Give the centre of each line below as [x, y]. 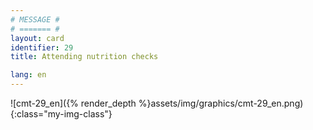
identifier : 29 [42, 47]
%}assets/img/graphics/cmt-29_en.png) [221, 103]
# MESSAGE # [35, 19]
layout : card [37, 38]
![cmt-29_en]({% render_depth [73, 103]
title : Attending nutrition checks [84, 57]
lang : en [28, 75]
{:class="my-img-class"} [61, 114]
